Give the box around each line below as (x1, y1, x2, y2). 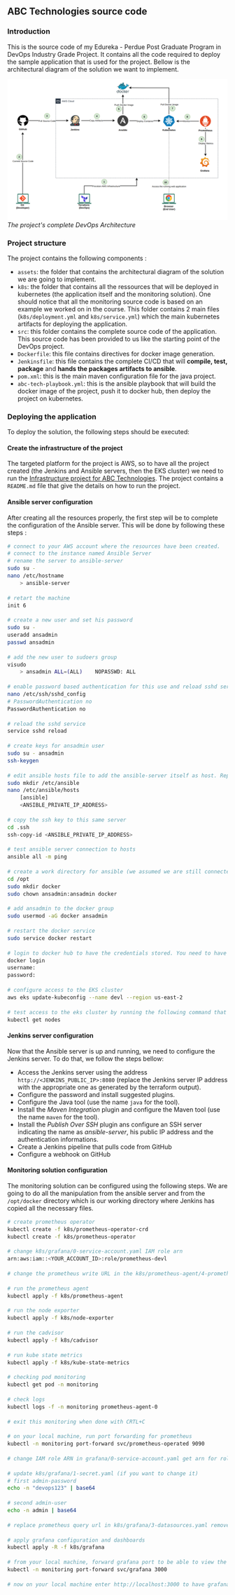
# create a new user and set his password (7, 617, 133, 624)
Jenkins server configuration (7, 1031, 94, 1040)
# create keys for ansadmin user (7, 743, 105, 750)
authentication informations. (17, 1135, 99, 1143)
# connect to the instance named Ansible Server (7, 550, 152, 557)
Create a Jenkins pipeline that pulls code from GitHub (17, 1143, 173, 1151)
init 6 (7, 602, 27, 609)
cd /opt (7, 875, 30, 882)
